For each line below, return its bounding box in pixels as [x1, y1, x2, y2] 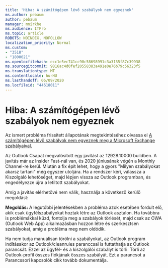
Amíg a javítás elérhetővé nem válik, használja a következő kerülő [5, 189, 141, 195]
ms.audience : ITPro [5, 26, 46, 31]
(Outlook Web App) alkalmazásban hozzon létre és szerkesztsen [5, 220, 139, 227]
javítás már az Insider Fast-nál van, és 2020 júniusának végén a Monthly [5, 158, 155, 164]
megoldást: [5, 194, 29, 200]
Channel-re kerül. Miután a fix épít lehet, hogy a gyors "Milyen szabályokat [5, 163, 160, 169]
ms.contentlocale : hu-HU [5, 73, 57, 78]
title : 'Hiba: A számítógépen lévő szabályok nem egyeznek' [5, 7, 134, 13]
